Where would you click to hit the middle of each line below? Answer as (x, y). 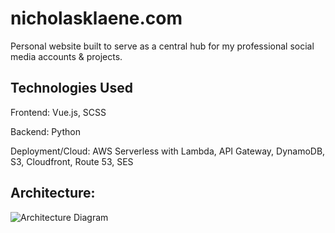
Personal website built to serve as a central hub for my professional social (162, 46)
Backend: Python (45, 131)
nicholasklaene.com (96, 18)
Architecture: (53, 193)
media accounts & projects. (66, 56)
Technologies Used (71, 88)
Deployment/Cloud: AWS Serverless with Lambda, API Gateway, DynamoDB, (168, 151)
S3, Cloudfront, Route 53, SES (72, 161)
